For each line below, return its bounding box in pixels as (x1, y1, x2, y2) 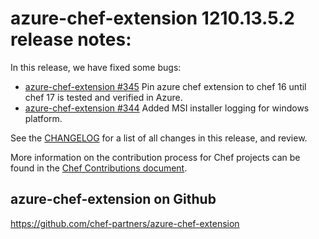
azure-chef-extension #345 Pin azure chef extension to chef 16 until (24, 80, 307, 92)
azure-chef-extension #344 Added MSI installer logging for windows (24, 102, 310, 114)
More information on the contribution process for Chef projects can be (10, 151, 301, 163)
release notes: (10, 28, 132, 51)
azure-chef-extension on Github (10, 191, 217, 208)
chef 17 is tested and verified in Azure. (24, 91, 183, 103)
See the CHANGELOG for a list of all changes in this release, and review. (10, 132, 308, 144)
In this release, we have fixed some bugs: (10, 61, 182, 73)
